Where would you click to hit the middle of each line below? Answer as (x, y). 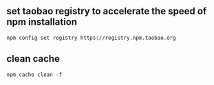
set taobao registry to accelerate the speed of (107, 11)
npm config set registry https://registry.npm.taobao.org (91, 38)
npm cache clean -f (34, 75)
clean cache (33, 59)
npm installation (42, 22)
